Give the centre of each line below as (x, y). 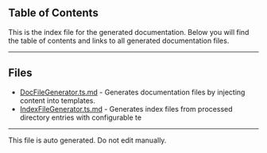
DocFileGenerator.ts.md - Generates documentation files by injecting (132, 92)
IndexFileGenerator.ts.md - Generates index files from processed (126, 109)
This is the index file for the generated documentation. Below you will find (129, 32)
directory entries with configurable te (80, 117)
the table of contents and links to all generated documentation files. (119, 40)
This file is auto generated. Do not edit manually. (87, 140)
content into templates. (58, 100)
